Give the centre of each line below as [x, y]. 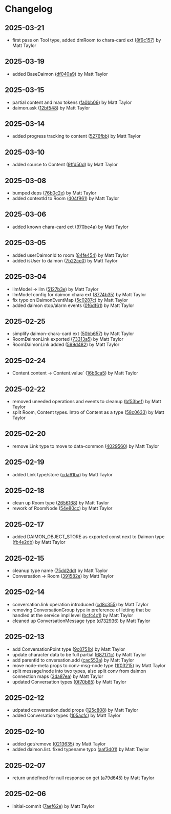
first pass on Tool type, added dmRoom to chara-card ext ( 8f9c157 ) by [87, 40]
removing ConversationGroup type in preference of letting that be [81, 610]
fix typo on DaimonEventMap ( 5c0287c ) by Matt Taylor [70, 300]
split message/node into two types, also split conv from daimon [79, 671]
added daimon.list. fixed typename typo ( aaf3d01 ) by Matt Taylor [81, 750]
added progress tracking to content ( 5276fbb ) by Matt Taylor [77, 136]
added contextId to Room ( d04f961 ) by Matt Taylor [66, 199]
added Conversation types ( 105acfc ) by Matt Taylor [66, 716]
